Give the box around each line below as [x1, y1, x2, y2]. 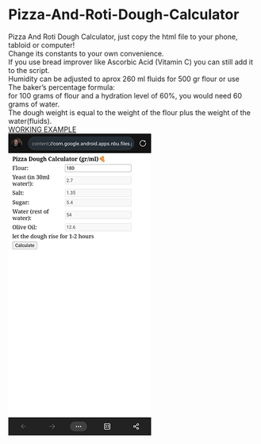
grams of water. [8, 99, 60, 109]
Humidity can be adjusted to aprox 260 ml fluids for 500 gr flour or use [8, 74, 240, 83]
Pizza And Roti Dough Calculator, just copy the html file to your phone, [8, 32, 238, 41]
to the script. [8, 65, 50, 75]
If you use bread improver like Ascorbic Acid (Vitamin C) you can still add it [8, 57, 254, 67]
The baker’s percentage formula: [8, 82, 115, 92]
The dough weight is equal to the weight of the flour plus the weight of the [8, 107, 251, 117]
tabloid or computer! [8, 40, 75, 49]
